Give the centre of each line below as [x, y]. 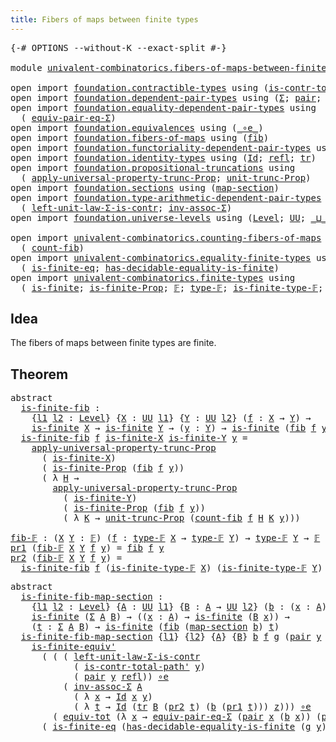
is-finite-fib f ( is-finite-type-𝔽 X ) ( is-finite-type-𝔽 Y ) [171, 568]
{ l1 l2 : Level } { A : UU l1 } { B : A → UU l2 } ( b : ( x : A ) [179, 607]
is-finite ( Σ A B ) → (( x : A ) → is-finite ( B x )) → [160, 617]
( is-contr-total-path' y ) [139, 667]
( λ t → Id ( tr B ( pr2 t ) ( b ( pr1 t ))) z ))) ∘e [192, 707]
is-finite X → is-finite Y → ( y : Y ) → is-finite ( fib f [174, 428]
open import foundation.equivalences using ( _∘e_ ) [137, 127]
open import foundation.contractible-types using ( [140, 87]
